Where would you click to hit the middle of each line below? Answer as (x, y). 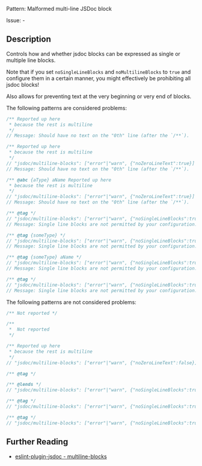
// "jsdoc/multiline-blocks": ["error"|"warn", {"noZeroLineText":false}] (102, 363)
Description (29, 39)
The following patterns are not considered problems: (71, 302)
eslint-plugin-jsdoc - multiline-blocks (61, 456)
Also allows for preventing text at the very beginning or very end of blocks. (99, 96)
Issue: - (16, 20)
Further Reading (37, 442)
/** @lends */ (24, 385)
